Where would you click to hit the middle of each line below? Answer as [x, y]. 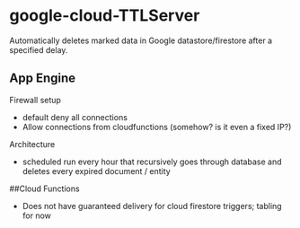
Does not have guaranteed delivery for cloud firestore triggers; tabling [152, 206]
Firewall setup [35, 100]
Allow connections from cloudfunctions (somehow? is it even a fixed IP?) [157, 127]
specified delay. [39, 49]
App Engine [43, 79]
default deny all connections [75, 117]
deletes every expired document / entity [96, 171]
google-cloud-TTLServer [105, 16]
